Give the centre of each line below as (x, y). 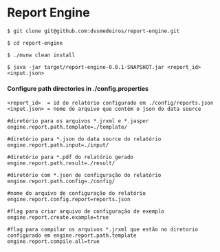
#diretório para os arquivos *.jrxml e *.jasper (78, 121)
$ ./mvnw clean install (41, 55)
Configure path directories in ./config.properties (78, 88)
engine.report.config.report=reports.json (69, 200)
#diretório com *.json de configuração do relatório (84, 176)
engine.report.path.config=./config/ (61, 181)
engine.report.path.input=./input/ (58, 145)
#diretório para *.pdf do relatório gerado (70, 157)
